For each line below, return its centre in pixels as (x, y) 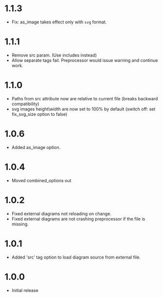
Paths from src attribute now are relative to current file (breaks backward (85, 98)
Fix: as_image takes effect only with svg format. (59, 22)
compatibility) (25, 104)
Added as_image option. (36, 147)
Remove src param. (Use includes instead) (54, 55)
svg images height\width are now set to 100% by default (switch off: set (83, 109)
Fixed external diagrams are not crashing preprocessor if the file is (78, 219)
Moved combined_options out (41, 180)
